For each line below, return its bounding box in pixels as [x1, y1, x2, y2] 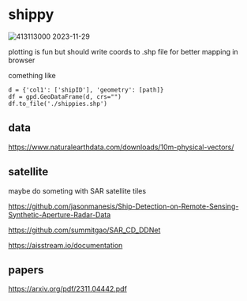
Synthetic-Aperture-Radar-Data [8, 209, 111, 219]
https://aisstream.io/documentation [8, 240, 123, 250]
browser [8, 55, 36, 65]
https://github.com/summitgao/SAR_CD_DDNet [8, 225, 161, 235]
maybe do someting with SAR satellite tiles [8, 186, 147, 195]
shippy [8, 6, 54, 24]
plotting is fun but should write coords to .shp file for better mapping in [8, 47, 238, 56]
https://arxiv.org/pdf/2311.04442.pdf [8, 284, 128, 294]
